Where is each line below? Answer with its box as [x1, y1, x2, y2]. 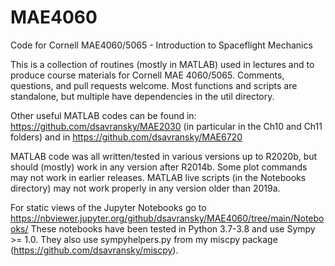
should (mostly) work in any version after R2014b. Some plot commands [10, 161, 308, 173]
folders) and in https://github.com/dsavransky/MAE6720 [10, 131, 243, 143]
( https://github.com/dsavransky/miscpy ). [10, 244, 179, 256]
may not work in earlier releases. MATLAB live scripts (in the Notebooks [10, 171, 307, 183]
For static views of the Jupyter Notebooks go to [10, 201, 207, 213]
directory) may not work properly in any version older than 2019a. [10, 182, 281, 194]
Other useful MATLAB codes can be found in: [10, 109, 197, 121]
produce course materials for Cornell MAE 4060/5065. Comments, [10, 69, 285, 81]
